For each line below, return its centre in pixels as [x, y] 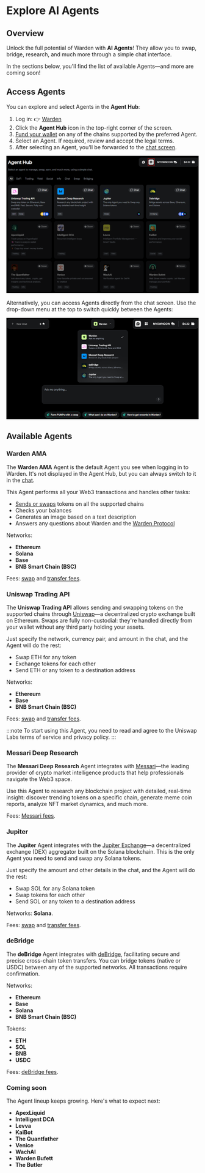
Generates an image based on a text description [76, 517]
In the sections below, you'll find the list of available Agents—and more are [100, 66]
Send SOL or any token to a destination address [75, 901]
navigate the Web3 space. [39, 779]
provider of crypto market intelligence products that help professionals [95, 773]
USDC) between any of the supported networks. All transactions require [97, 967]
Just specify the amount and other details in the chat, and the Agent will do [101, 870]
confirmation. [23, 974]
